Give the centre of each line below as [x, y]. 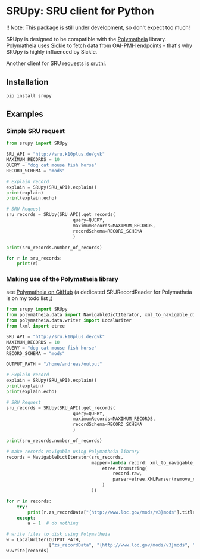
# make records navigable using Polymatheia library [73, 452]
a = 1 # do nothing [53, 523]
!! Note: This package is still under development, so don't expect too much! [98, 27]
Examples [25, 114]
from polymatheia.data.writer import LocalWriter [69, 320]
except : [26, 518]
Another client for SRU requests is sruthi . [56, 63]
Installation [27, 82]
